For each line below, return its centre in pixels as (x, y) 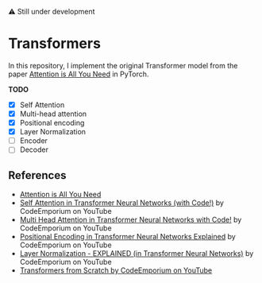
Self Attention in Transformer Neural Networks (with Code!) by (122, 203)
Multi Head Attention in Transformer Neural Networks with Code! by (131, 220)
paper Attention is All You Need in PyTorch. (79, 74)
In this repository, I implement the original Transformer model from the (123, 65)
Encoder (33, 141)
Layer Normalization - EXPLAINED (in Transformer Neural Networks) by (137, 254)
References (37, 175)
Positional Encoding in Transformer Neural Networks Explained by (127, 237)
